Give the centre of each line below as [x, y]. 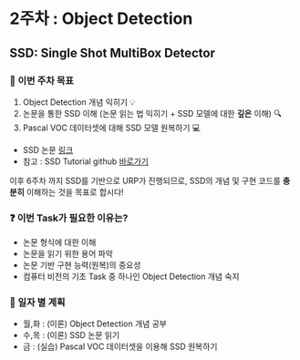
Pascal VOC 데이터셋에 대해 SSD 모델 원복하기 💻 [111, 128]
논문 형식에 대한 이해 [59, 242]
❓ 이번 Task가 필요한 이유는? [69, 218]
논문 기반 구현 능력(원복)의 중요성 [82, 265]
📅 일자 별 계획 [37, 303]
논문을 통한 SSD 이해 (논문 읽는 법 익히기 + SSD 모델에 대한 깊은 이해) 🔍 [152, 113]
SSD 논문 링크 [48, 149]
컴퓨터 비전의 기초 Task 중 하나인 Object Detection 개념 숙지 [131, 277]
